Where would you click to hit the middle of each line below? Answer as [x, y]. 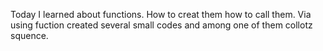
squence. [29, 35]
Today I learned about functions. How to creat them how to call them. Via [161, 14]
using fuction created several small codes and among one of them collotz [161, 25]
